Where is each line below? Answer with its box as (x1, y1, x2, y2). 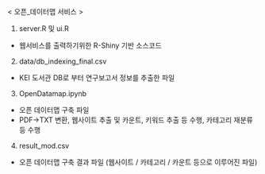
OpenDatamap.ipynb (18, 89, 87, 98)
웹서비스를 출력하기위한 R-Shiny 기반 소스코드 (18, 41, 162, 50)
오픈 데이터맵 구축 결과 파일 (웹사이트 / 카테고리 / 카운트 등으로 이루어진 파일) (18, 157, 258, 167)
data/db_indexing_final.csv (18, 56, 107, 66)
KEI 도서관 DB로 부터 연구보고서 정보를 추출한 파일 (18, 73, 175, 82)
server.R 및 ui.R (18, 24, 69, 33)
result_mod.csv (18, 141, 70, 150)
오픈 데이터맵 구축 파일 (18, 106, 90, 114)
